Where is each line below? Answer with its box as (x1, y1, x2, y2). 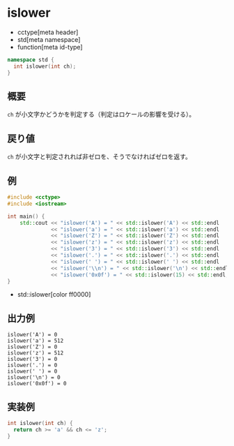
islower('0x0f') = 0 (7, 380, 68, 387)
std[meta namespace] (17, 35, 81, 43)
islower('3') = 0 (7, 356, 58, 363)
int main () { (7, 213, 45, 220)
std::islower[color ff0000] (17, 290, 91, 299)
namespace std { (7, 56, 54, 64)
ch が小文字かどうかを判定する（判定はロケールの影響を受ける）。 (7, 110, 196, 119)
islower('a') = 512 (7, 337, 64, 345)
